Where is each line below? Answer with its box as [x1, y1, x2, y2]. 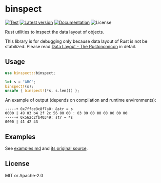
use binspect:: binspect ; [5, 71, 56, 75]
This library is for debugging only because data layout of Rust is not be [5, 38, 148, 44]
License [5, 160, 30, 168]
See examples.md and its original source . [5, 146, 88, 151]
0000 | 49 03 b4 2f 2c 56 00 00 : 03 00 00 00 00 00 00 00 [5, 111, 128, 116]
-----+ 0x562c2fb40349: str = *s [5, 115, 73, 120]
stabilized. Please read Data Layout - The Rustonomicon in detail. [5, 43, 137, 49]
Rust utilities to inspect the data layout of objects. [5, 29, 104, 35]
